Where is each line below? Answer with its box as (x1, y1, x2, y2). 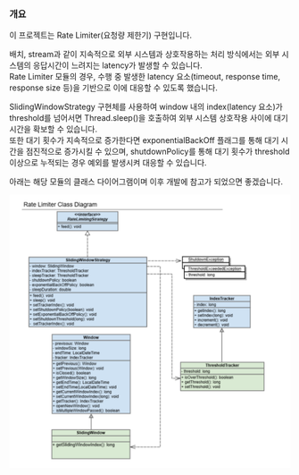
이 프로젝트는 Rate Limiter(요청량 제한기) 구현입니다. (9, 30, 193, 41)
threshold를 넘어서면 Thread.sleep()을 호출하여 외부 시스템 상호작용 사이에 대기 (9, 113, 288, 123)
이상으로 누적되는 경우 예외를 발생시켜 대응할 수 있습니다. (9, 157, 207, 168)
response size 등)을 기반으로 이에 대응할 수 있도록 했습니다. (9, 82, 219, 93)
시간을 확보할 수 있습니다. (9, 123, 98, 135)
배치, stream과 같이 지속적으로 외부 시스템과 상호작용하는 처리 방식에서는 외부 (9, 49, 280, 60)
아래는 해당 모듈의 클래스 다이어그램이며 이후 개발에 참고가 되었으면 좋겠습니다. (9, 176, 284, 187)
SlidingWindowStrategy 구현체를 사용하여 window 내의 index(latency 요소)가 (9, 101, 283, 113)
